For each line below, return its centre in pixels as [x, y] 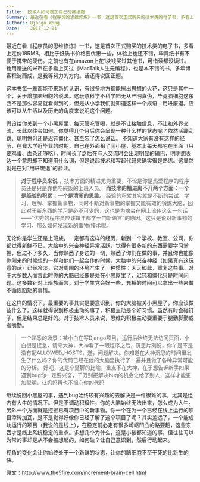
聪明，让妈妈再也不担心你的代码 [65, 383]
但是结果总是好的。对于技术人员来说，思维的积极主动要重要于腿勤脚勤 [102, 318]
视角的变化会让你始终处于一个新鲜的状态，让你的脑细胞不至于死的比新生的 [97, 453]
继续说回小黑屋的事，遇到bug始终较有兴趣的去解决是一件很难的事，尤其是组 [100, 395]
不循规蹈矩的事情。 [30, 290]
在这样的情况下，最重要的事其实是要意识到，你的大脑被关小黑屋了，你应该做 [100, 303]
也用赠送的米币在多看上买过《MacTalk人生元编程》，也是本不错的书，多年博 [99, 69]
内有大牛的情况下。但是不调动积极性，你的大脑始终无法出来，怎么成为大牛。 [100, 403]
